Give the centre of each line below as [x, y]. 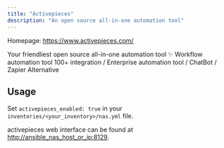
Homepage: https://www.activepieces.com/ [70, 40]
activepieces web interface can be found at [70, 130]
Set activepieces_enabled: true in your [65, 109]
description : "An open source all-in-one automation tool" [96, 20]
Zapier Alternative [33, 69]
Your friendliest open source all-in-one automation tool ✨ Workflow [105, 54]
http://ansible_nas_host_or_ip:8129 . [58, 137]
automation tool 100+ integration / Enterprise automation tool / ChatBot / [112, 62]
